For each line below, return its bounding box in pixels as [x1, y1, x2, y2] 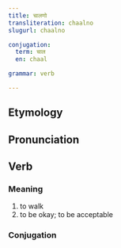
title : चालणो [8, 11, 47, 20]
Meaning [8, 183, 43, 194]
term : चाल [15, 48, 46, 56]
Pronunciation [8, 132, 80, 147]
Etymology [8, 106, 63, 120]
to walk [19, 201, 43, 211]
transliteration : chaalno [8, 19, 93, 27]
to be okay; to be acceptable [19, 210, 113, 219]
